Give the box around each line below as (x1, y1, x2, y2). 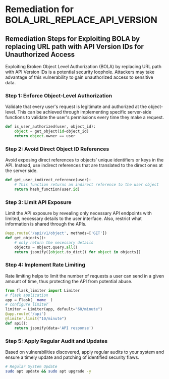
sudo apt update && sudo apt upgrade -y (5, 368, 92, 374)
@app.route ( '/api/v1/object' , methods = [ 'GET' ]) (5, 231, 107, 236)
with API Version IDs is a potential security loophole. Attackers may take (5, 69, 155, 75)
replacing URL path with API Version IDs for (5, 42, 144, 51)
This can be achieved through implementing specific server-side (17, 109, 152, 115)
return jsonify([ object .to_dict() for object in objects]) (14, 249, 141, 254)
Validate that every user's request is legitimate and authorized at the (5, 103, 147, 110)
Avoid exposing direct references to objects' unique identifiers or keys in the (5, 157, 164, 163)
